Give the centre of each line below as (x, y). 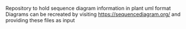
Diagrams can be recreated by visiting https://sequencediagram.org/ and (93, 14)
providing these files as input (40, 20)
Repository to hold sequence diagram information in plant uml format (88, 8)
